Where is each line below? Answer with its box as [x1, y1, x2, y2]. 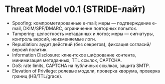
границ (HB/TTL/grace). [12, 73, 63, 79]
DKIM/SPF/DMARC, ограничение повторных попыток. [23, 25, 137, 31]
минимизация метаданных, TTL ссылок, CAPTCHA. [12, 57, 122, 63]
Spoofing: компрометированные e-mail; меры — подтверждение [12, 20, 151, 26]
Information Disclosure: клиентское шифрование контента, [12, 51, 136, 58]
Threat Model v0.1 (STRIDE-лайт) [5, 3, 146, 15]
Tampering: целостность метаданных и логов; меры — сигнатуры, [12, 30, 154, 36]
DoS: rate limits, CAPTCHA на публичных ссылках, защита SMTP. [12, 62, 150, 68]
